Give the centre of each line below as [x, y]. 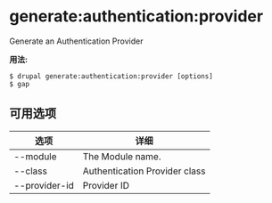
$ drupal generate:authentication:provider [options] [111, 76]
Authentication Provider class [144, 171]
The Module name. [122, 156]
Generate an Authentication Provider [76, 41]
